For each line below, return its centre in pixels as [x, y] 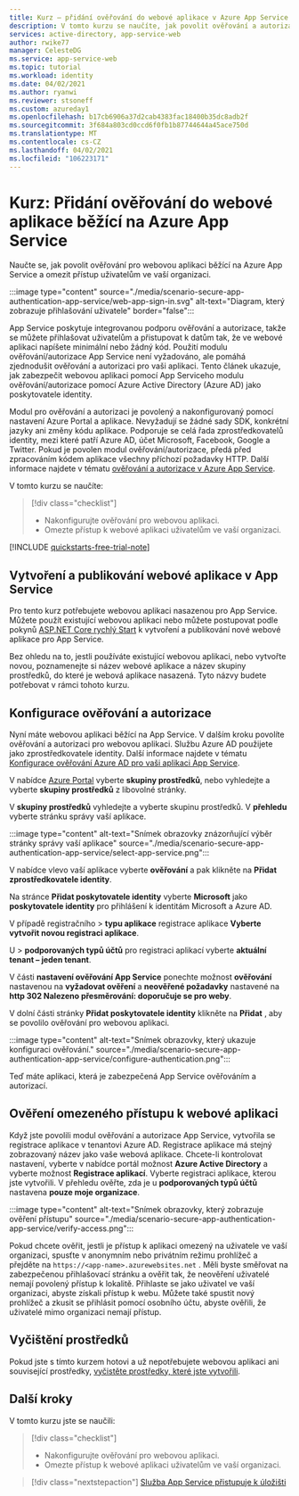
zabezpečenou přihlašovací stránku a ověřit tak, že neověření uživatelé [139, 1274]
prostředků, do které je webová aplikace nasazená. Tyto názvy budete [138, 675]
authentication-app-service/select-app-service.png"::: [109, 853]
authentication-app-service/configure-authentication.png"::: [120, 1059]
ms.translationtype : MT [53, 134]
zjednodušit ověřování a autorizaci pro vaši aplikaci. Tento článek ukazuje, [145, 366]
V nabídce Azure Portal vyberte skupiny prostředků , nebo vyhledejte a [140, 781]
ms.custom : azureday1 [49, 109]
